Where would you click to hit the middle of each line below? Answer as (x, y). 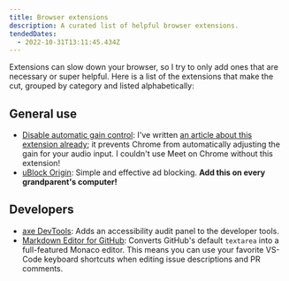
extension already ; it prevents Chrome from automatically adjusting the (151, 144)
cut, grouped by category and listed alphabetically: (102, 86)
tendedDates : (33, 34)
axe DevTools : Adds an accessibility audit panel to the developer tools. (151, 231)
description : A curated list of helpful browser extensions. (124, 26)
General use (43, 114)
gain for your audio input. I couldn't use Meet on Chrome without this (148, 154)
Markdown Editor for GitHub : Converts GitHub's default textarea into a (151, 240)
